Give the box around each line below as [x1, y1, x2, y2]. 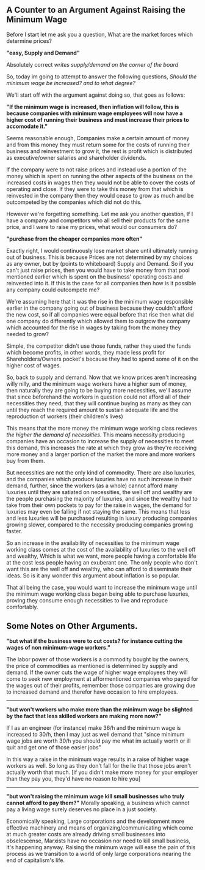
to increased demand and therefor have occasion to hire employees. [6, 688, 178, 696]
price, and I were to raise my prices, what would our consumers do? [6, 223, 178, 230]
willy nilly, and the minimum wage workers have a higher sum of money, [6, 380, 187, 388]
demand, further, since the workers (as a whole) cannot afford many [6, 482, 178, 489]
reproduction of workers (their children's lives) [6, 413, 123, 420]
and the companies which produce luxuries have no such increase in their [6, 475, 192, 482]
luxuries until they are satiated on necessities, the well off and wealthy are [6, 488, 192, 495]
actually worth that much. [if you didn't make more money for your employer [6, 768, 198, 776]
